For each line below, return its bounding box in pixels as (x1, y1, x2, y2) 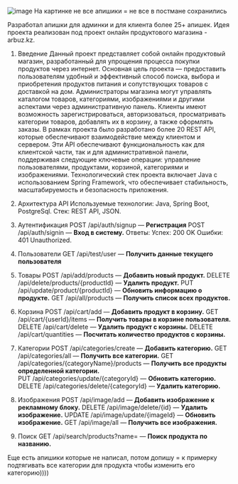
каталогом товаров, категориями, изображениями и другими (17, 95, 205, 103)
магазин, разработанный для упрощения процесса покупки (17, 57, 200, 65)
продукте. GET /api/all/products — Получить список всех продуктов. (17, 294, 231, 302)
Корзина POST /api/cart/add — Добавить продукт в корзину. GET (17, 307, 219, 316)
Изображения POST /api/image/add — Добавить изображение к (17, 396, 215, 404)
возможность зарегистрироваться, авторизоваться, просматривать (17, 110, 226, 118)
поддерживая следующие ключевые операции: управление (17, 155, 201, 164)
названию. (17, 440, 52, 448)
